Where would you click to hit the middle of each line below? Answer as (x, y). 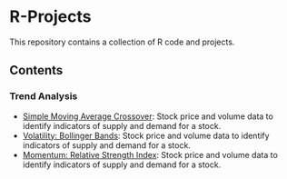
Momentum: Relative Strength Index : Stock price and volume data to (150, 154)
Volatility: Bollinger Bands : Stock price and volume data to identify (146, 135)
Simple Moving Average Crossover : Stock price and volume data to (148, 116)
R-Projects (50, 17)
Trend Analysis (44, 96)
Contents (36, 70)
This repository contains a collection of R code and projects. (122, 42)
